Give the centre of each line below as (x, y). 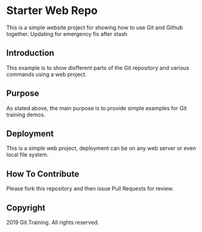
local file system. (27, 155)
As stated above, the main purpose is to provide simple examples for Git (96, 108)
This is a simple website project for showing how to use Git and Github (95, 27)
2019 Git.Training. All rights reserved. (53, 222)
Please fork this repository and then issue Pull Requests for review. (90, 189)
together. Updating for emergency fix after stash (67, 33)
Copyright (26, 208)
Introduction (30, 53)
